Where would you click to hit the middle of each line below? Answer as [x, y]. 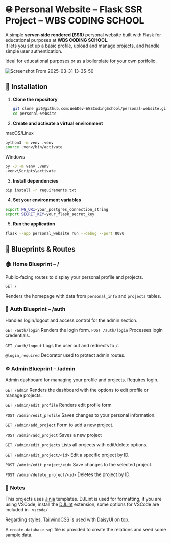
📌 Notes [15, 488]
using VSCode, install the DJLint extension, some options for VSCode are [82, 504]
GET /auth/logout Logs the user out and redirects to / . [62, 346]
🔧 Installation [27, 87]
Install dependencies [35, 181]
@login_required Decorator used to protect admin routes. [65, 355]
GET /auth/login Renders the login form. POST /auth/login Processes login [84, 330]
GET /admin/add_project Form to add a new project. [59, 425]
